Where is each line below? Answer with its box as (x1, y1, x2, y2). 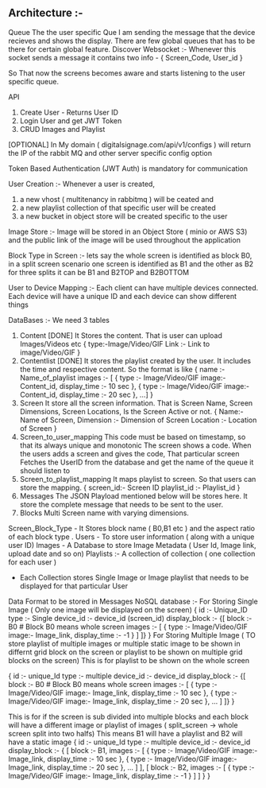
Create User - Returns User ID (19, 107, 119, 117)
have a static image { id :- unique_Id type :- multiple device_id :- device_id (8, 737, 251, 747)
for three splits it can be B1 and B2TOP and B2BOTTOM (8, 267, 189, 277)
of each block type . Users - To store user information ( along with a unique (8, 532, 255, 542)
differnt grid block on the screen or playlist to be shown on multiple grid (8, 647, 243, 657)
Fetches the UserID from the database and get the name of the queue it (19, 457, 254, 467)
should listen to (19, 465, 70, 476)
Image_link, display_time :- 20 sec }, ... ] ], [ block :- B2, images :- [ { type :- (8, 763, 255, 772)
